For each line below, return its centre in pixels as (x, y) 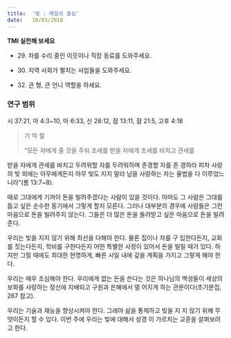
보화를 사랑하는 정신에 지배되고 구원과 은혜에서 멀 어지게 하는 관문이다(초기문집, (114, 287)
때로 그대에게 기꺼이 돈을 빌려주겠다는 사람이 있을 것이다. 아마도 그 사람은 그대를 (115, 197)
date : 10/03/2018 (35, 20)
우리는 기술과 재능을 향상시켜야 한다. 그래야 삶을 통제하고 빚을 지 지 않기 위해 (110, 310)
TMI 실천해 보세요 (31, 41)
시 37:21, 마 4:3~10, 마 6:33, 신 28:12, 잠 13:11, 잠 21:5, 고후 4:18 (95, 121)
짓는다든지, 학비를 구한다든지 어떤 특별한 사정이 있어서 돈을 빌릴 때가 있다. (114, 246)
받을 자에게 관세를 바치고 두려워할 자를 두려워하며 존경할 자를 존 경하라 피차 (109, 165)
